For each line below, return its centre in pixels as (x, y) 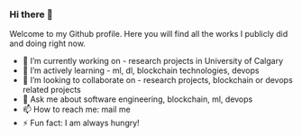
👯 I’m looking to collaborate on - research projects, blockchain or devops (157, 80)
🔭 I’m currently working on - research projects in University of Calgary (153, 61)
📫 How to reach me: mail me (76, 110)
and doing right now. (47, 43)
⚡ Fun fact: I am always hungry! (81, 123)
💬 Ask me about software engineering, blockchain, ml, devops (137, 99)
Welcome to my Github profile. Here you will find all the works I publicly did (149, 34)
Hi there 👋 (32, 14)
